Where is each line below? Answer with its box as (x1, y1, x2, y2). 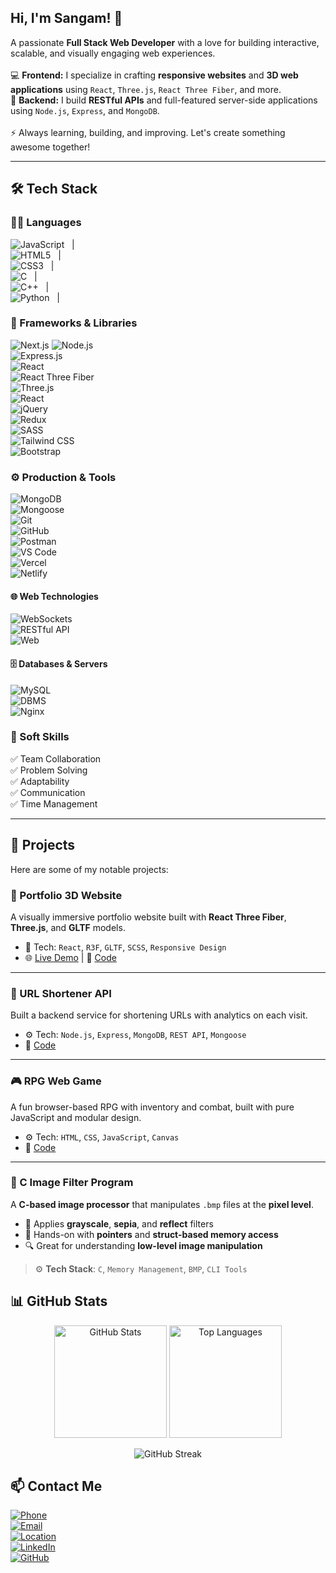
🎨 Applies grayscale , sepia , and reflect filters (24, 1217, 214, 1230)
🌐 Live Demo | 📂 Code (24, 951, 117, 963)
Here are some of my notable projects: (10, 863, 169, 875)
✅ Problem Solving (10, 764, 88, 776)
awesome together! (10, 141, 91, 153)
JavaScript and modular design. (10, 1111, 142, 1123)
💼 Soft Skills (10, 730, 70, 744)
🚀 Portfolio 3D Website (10, 888, 123, 902)
